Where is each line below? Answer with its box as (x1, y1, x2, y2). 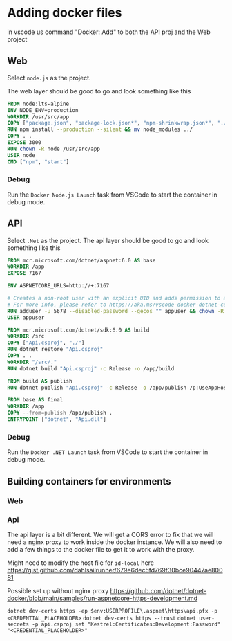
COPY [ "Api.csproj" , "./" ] (7, 339, 85, 347)
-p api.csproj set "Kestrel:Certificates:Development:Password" (32, 621, 221, 628)
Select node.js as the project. (7, 73, 91, 82)
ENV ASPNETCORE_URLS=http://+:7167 (7, 282, 110, 289)
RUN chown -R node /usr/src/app (7, 145, 100, 152)
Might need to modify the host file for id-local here (7, 559, 154, 567)
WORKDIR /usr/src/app (7, 113, 70, 120)
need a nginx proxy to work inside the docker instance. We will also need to (7, 538, 222, 546)
